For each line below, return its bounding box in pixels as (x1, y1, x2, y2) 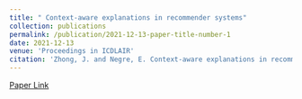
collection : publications (9, 22, 106, 31)
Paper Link (9, 80, 49, 90)
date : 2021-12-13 (9, 38, 75, 48)
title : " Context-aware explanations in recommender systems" (9, 13, 247, 22)
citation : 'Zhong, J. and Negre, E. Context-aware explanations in (9, 55, 268, 64)
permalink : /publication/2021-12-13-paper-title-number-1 (9, 30, 231, 39)
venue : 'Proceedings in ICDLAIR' (9, 47, 135, 56)
